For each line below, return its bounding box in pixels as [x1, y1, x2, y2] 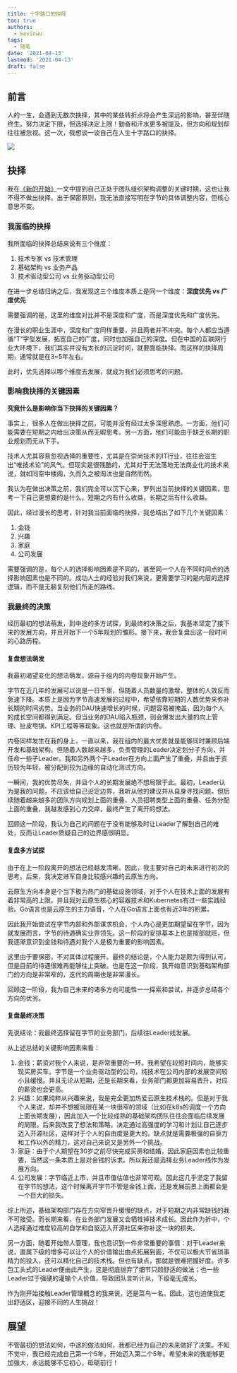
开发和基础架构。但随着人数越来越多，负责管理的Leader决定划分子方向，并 [7, 746, 226, 754]
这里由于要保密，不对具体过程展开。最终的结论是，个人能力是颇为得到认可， [7, 952, 230, 961]
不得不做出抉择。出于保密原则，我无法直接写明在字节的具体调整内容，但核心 [7, 194, 230, 202]
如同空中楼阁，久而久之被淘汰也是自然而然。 [25, 469, 156, 478]
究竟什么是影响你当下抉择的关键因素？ [7, 403, 119, 412]
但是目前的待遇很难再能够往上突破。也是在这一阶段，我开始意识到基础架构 [7, 961, 224, 970]
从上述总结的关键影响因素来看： [7, 1043, 100, 1051]
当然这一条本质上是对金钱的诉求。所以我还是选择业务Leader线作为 [30, 1155, 224, 1164]
